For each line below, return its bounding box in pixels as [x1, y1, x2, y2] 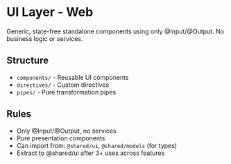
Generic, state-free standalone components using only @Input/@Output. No [6, 27, 225, 35]
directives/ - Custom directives [16, 81, 110, 89]
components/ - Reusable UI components [16, 73, 129, 81]
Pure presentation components [16, 133, 105, 142]
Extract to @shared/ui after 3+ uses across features [16, 149, 165, 157]
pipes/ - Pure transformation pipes [16, 88, 117, 96]
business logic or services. [6, 34, 83, 42]
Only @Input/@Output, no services [16, 126, 117, 135]
